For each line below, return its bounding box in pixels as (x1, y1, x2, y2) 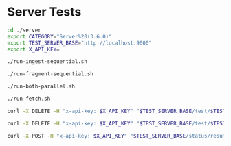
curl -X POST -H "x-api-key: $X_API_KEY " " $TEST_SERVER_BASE (7, 132, 186, 139)
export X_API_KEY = (7, 46, 60, 53)
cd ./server (7, 27, 41, 34)
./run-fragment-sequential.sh (7, 71, 94, 77)
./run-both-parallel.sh (7, 83, 76, 90)
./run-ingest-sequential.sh (7, 58, 88, 65)
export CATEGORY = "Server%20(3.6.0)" (7, 33, 112, 40)
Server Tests (7, 4, 82, 20)
